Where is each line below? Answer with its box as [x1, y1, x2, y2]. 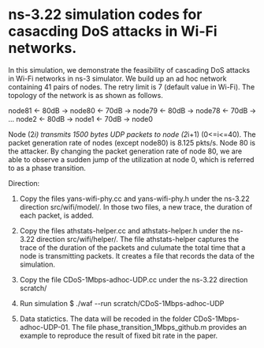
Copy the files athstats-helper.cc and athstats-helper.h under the [19, 225, 231, 235]
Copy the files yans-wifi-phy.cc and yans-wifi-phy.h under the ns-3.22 [19, 194, 250, 203]
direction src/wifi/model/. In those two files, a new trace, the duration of [19, 202, 253, 211]
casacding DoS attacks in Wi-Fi [8, 22, 218, 40]
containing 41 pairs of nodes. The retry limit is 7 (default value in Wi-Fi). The [8, 81, 255, 92]
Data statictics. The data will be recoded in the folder [19, 314, 191, 323]
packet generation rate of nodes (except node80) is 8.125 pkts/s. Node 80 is [8, 138, 256, 147]
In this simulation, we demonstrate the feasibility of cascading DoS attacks [8, 65, 251, 74]
